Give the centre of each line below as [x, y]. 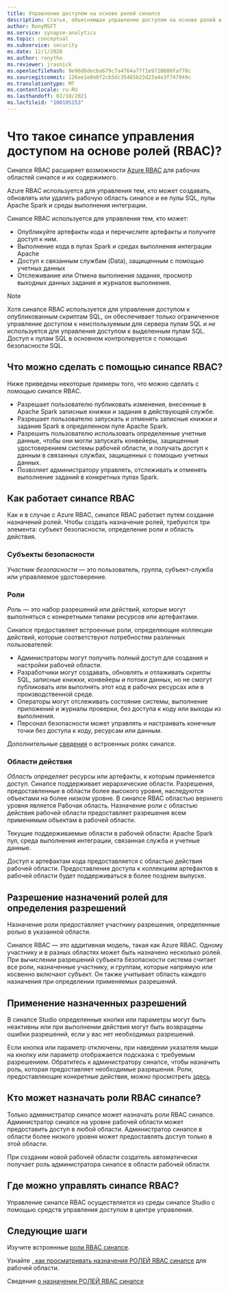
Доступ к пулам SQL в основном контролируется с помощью [97, 338]
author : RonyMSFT [32, 26]
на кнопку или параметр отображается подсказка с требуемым [101, 1054]
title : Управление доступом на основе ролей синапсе [84, 13]
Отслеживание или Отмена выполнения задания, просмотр [105, 275]
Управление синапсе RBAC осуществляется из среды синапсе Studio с [111, 1202]
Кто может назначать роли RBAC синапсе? [104, 1098]
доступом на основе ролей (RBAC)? [115, 151]
